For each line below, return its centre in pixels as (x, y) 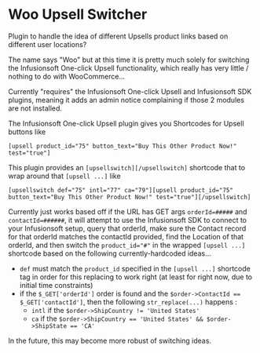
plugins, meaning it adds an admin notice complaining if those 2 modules (126, 100)
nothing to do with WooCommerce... (67, 76)
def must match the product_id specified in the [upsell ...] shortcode (135, 268)
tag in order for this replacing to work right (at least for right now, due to (136, 277)
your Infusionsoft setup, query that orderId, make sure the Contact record (127, 228)
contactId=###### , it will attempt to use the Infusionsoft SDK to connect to (128, 220)
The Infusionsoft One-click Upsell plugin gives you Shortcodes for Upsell (126, 123)
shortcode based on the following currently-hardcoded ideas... (110, 253)
